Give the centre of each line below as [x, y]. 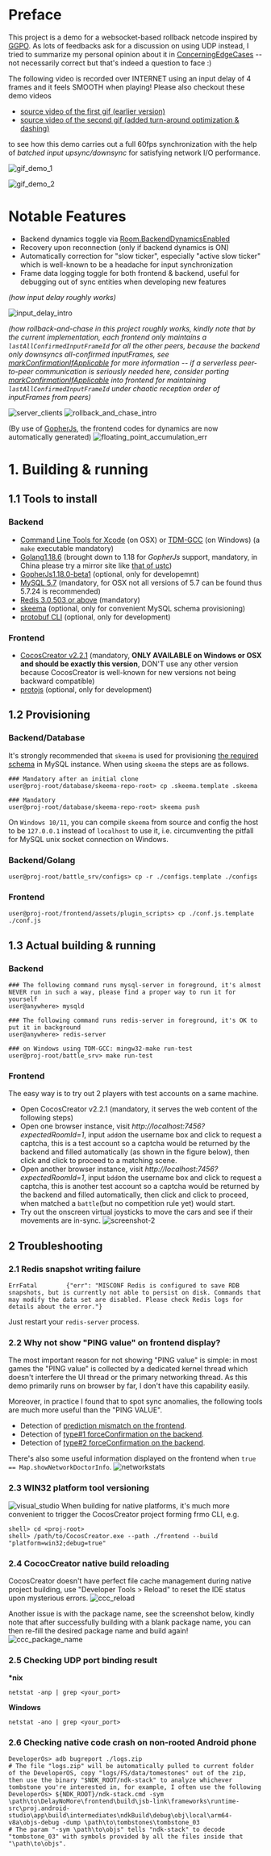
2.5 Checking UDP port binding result [83, 1660]
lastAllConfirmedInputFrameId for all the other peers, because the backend [134, 345]
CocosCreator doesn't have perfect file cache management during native [130, 1581]
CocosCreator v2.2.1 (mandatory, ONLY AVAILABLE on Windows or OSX [141, 656]
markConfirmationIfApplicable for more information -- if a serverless [123, 363]
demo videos [30, 95]
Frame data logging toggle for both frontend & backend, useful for [130, 273]
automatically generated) [50, 436]
